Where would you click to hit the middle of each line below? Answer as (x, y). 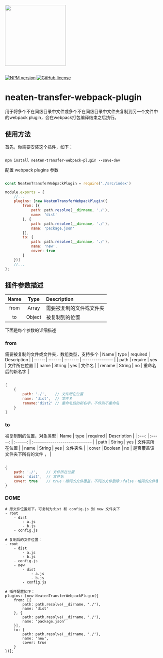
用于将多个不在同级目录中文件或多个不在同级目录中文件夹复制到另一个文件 (79, 111)
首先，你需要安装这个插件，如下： (39, 147)
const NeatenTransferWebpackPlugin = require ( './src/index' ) (68, 183)
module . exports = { (25, 192)
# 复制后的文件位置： (24, 540)
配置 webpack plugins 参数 (32, 170)
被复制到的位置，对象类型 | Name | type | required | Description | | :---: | (77, 436)
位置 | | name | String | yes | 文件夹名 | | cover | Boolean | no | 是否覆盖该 (81, 448)
